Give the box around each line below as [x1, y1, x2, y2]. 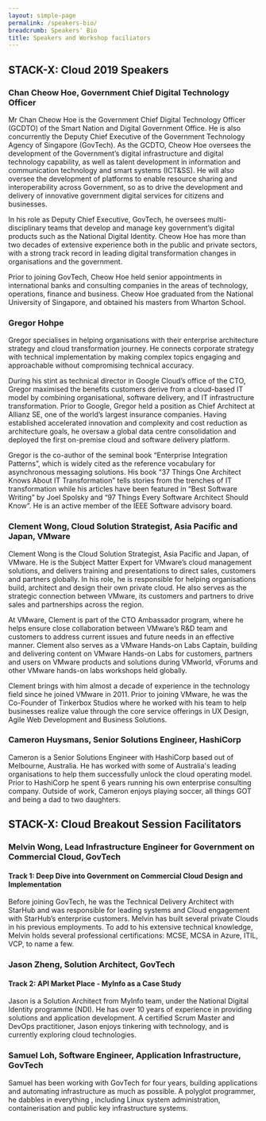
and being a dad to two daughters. [8, 795, 121, 804]
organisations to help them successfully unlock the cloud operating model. [8, 769, 253, 779]
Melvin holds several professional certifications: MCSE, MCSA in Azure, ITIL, [8, 930, 258, 941]
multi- [206, 214, 227, 224]
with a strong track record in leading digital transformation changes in [8, 248, 237, 258]
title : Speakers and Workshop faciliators [8, 33, 151, 42]
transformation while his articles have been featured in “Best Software [8, 484, 238, 494]
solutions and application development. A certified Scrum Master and [8, 1013, 235, 1023]
